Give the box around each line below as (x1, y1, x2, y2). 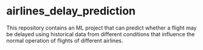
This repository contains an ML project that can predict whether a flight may (6, 24, 197, 31)
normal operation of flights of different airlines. (6, 37, 123, 44)
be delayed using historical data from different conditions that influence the (6, 30, 195, 37)
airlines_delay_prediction (6, 4, 136, 18)
